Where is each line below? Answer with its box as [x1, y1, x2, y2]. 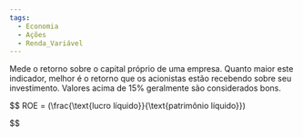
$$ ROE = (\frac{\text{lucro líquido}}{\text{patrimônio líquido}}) [9, 101, 246, 112]
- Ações [17, 30, 47, 39]
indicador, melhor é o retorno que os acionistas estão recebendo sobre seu [9, 73, 292, 84]
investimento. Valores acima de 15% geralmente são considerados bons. [9, 83, 282, 93]
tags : [9, 13, 30, 23]
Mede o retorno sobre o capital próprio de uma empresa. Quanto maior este [9, 64, 294, 74]
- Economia [17, 22, 59, 31]
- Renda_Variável [17, 38, 84, 48]
